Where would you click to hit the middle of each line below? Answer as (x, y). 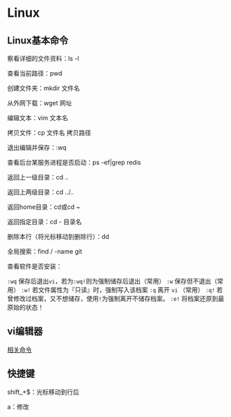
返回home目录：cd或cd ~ (44, 207)
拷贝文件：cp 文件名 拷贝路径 (49, 133)
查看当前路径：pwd (35, 73)
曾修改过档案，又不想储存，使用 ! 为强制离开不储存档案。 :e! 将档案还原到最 (116, 299)
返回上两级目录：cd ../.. (41, 192)
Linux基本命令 (38, 40)
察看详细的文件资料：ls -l (43, 58)
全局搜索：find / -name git (45, 251)
